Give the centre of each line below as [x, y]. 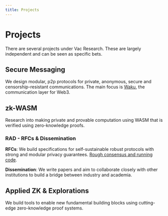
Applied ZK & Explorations [47, 191]
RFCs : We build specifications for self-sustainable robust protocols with [80, 149]
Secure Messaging [35, 69]
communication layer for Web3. [38, 92]
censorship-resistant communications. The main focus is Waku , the [75, 87]
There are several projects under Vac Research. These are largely [73, 49]
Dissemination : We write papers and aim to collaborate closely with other [81, 170]
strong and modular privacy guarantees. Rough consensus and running [79, 155]
